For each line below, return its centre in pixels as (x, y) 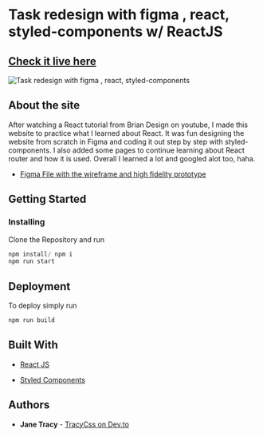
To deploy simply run (43, 306)
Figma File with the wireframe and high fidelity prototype (113, 174)
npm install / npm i (41, 254)
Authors (29, 405)
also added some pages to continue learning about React (151, 150)
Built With (33, 345)
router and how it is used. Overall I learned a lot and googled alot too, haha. (132, 158)
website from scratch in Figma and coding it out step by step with (116, 141)
